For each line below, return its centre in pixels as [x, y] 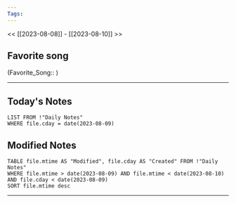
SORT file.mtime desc [39, 186]
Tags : [15, 14]
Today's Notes [40, 101]
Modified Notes [42, 145]
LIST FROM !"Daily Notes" [45, 118]
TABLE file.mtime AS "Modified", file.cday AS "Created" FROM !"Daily [113, 162]
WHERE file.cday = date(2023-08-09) [61, 124]
